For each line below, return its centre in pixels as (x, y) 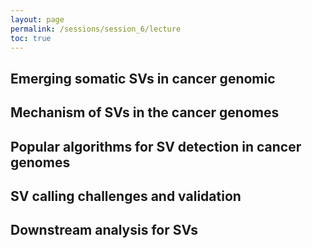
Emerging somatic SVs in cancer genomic (143, 78)
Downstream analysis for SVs (104, 230)
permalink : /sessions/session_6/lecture (96, 29)
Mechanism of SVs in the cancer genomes (145, 112)
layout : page (37, 19)
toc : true (31, 38)
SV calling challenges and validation (126, 196)
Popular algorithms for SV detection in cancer (156, 146)
